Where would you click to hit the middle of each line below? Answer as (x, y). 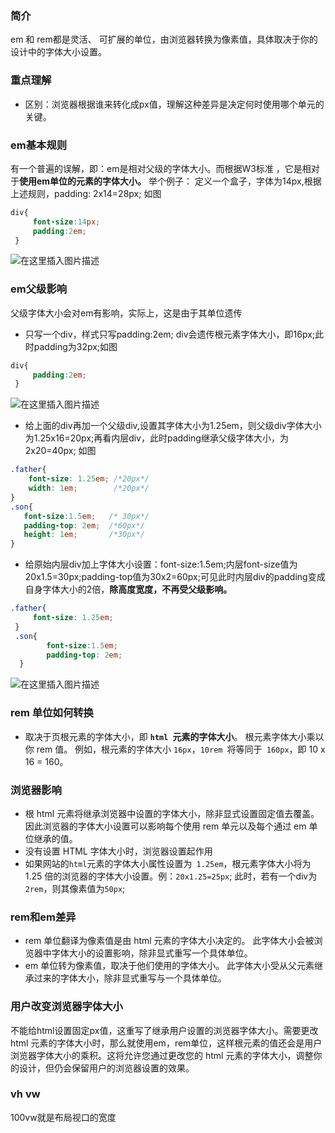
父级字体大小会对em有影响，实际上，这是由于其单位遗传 (126, 313)
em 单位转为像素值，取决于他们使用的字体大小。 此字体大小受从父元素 (169, 966)
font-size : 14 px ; (66, 222)
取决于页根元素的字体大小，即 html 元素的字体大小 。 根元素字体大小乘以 (174, 736)
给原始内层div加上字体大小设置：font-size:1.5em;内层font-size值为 (161, 564)
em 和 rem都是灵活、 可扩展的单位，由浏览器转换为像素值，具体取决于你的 (164, 39)
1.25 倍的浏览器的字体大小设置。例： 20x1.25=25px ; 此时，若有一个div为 (171, 876)
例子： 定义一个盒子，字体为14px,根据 (244, 181)
